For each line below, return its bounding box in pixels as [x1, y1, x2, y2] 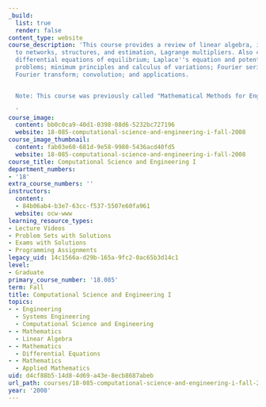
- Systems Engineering [15, 313, 90, 321]
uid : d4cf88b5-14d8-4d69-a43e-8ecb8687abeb [8, 372, 154, 380]
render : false [15, 26, 62, 34]
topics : [8, 298, 34, 306]
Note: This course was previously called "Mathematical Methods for [15, 92, 246, 100]
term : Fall [8, 283, 44, 291]
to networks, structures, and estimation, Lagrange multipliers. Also [15, 48, 253, 56]
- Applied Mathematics [15, 364, 90, 373]
